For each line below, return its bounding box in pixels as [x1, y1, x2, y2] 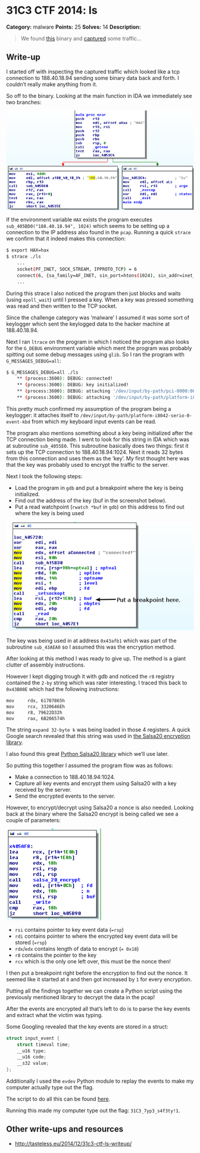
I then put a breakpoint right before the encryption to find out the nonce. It [6, 969, 188, 977]
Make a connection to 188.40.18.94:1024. [14, 773, 115, 780]
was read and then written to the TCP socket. [6, 302, 117, 309]
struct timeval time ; [17, 1042, 70, 1047]
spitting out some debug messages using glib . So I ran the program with [6, 351, 185, 358]
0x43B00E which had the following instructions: [6, 685, 120, 692]
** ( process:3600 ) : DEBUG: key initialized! [17, 382, 129, 388]
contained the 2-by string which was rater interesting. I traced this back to [6, 679, 187, 686]
